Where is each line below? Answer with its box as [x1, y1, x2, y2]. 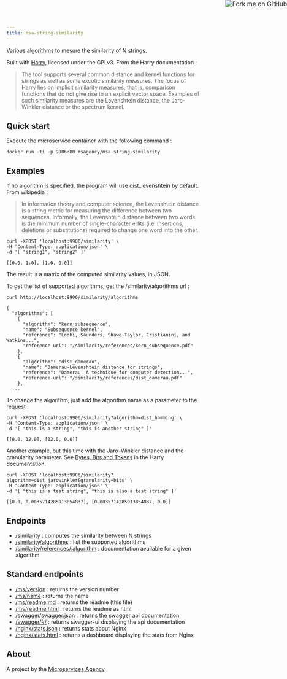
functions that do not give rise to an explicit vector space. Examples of [21, 90, 200, 98]
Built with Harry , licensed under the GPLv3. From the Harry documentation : [6, 58, 197, 66]
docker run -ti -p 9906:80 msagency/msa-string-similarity [6, 149, 161, 155]
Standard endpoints [6, 569, 84, 580]
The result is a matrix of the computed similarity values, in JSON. [6, 271, 170, 278]
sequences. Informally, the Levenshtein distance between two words [21, 214, 196, 221]
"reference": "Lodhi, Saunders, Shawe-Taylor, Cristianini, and [22, 332, 191, 338]
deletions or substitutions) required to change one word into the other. [21, 227, 199, 234]
